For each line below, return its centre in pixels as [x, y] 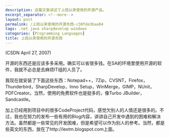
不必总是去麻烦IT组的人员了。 [54, 70]
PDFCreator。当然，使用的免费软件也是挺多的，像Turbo [63, 93]
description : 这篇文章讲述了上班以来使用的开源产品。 [56, 10]
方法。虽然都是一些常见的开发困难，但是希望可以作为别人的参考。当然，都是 [85, 123]
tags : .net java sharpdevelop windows [46, 29]
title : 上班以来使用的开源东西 [34, 39]
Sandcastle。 [19, 99]
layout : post [19, 19]
